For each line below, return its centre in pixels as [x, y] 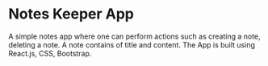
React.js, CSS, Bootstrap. [50, 53]
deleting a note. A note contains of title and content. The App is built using [132, 44]
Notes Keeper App [71, 14]
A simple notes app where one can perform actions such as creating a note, [134, 36]
